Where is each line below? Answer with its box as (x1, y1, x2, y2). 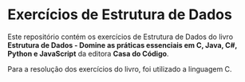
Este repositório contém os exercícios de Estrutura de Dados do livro (7, 32, 233, 41)
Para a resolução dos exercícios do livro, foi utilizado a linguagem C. (7, 64, 232, 73)
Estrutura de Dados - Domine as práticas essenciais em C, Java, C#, (7, 40, 238, 49)
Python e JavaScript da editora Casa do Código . (7, 49, 169, 58)
